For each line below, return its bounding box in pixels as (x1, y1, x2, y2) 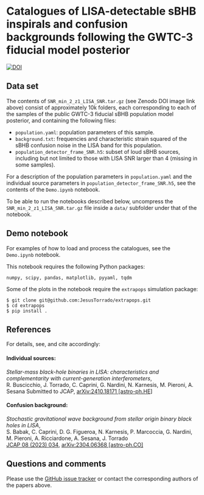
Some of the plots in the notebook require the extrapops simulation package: (6, 285, 199, 292)
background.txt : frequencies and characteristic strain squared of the (15, 135, 188, 142)
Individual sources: (6, 354, 56, 361)
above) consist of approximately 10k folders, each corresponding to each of (6, 104, 197, 111)
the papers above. (6, 481, 52, 489)
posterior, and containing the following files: (6, 117, 117, 124)
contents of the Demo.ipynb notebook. (6, 186, 100, 193)
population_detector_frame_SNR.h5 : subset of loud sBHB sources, (15, 148, 180, 155)
